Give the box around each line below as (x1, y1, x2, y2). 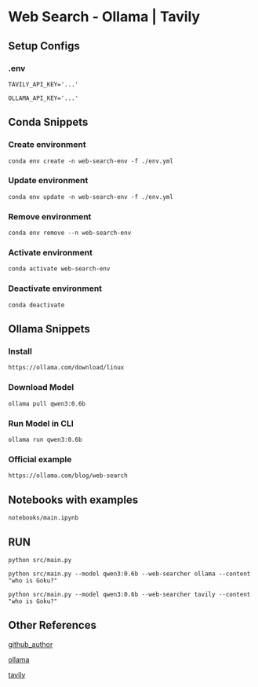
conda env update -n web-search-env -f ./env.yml (8, 193, 174, 200)
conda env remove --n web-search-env (8, 229, 132, 237)
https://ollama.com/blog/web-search (8, 472, 128, 479)
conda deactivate (8, 301, 65, 309)
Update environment (8, 175, 89, 186)
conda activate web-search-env (8, 265, 111, 273)
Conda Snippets (8, 116, 89, 129)
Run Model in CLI (8, 417, 74, 428)
